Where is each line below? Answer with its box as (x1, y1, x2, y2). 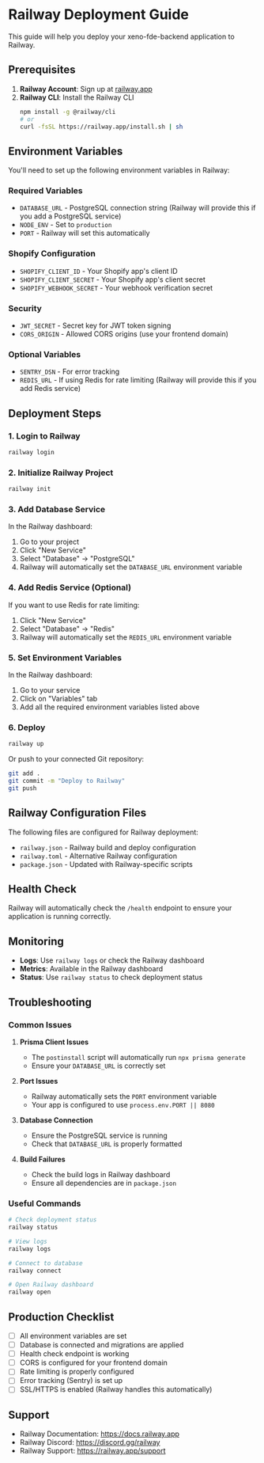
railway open (8, 1288, 51, 1296)
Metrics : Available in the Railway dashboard (19, 964, 164, 974)
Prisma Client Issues (19, 1037, 89, 1047)
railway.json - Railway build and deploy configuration (19, 842, 196, 852)
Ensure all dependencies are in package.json (31, 1178, 176, 1187)
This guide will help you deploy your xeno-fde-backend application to (8, 32, 235, 41)
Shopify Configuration (8, 248, 96, 259)
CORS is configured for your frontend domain (19, 1358, 168, 1367)
